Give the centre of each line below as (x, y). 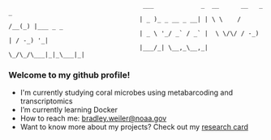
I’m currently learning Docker (69, 110)
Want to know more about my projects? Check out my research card (134, 127)
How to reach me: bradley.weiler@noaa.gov (93, 118)
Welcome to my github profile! (69, 74)
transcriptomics (46, 101)
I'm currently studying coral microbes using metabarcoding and (127, 93)
